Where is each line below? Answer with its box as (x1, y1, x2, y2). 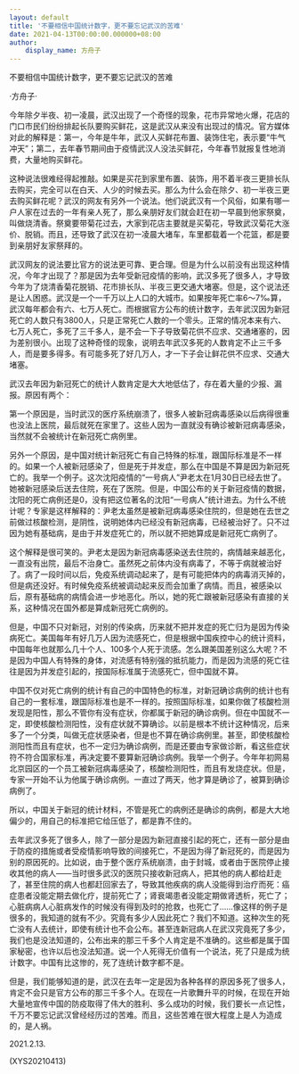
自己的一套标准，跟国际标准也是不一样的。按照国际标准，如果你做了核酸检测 (9, 697, 290, 707)
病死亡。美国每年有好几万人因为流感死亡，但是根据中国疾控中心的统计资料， (9, 632, 290, 643)
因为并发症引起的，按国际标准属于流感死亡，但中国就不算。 (24, 666, 243, 677)
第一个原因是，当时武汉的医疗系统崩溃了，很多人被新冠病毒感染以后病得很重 (9, 409, 290, 419)
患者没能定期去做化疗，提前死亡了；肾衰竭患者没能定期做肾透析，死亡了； (16, 890, 290, 901)
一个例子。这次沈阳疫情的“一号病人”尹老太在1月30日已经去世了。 (47, 472, 287, 483)
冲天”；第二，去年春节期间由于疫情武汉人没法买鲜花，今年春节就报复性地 (9, 144, 279, 154)
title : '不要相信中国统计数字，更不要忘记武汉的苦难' (9, 21, 185, 30)
